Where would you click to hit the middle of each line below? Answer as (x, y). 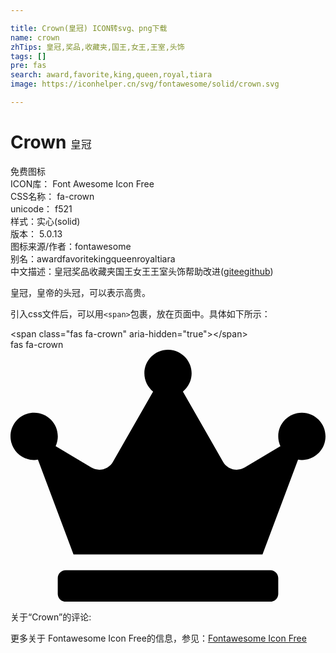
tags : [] (28, 56)
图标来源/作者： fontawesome (71, 246)
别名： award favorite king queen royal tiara (93, 258)
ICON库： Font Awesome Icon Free (82, 183)
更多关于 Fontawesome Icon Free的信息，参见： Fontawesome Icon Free (158, 638)
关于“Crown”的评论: (51, 617)
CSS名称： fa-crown (52, 196)
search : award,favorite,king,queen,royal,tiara (111, 75)
